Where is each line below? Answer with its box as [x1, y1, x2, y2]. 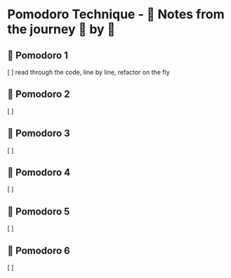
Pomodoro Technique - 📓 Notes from [7, 6, 225, 23]
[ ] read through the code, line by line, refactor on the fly [7, 68, 170, 76]
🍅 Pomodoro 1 [7, 49, 69, 61]
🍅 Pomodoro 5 [7, 206, 70, 217]
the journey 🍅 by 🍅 [7, 21, 116, 37]
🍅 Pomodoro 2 [7, 88, 70, 101]
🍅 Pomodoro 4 [7, 167, 71, 179]
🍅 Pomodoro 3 [7, 127, 70, 139]
